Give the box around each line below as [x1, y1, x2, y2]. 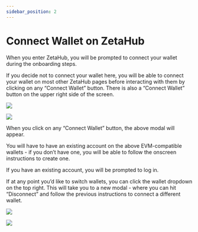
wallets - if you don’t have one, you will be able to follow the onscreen [6, 148, 177, 155]
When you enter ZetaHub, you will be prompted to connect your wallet [6, 54, 177, 61]
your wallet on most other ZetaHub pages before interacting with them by [6, 78, 185, 85]
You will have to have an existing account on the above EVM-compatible [6, 142, 182, 149]
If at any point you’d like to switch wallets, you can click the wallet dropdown [6, 177, 193, 185]
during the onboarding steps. [6, 60, 77, 67]
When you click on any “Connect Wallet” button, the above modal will [6, 124, 175, 131]
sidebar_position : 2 [6, 8, 57, 15]
